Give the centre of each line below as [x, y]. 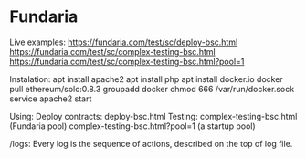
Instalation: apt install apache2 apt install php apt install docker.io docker [146, 79]
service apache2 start [51, 99]
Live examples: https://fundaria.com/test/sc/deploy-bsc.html [124, 42]
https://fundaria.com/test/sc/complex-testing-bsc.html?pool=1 [127, 61]
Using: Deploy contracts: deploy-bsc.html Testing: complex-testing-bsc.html [153, 116]
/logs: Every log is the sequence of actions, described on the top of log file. [151, 143]
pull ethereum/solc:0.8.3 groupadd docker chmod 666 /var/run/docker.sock [152, 89]
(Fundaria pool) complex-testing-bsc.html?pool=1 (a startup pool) [132, 126]
